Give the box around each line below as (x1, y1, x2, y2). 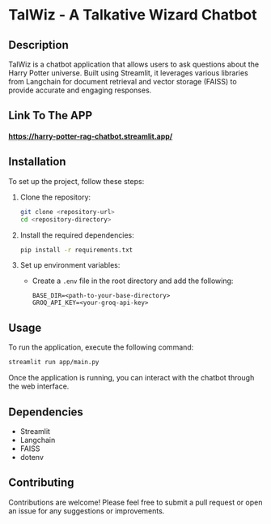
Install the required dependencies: (19, 230, 135, 240)
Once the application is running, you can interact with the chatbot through (8, 373, 255, 383)
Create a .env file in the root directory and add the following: (32, 276, 234, 286)
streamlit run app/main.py (8, 359, 100, 367)
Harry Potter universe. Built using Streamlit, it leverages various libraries (8, 68, 248, 78)
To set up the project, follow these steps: (8, 176, 145, 186)
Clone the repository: (19, 192, 91, 202)
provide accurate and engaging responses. (8, 85, 152, 95)
